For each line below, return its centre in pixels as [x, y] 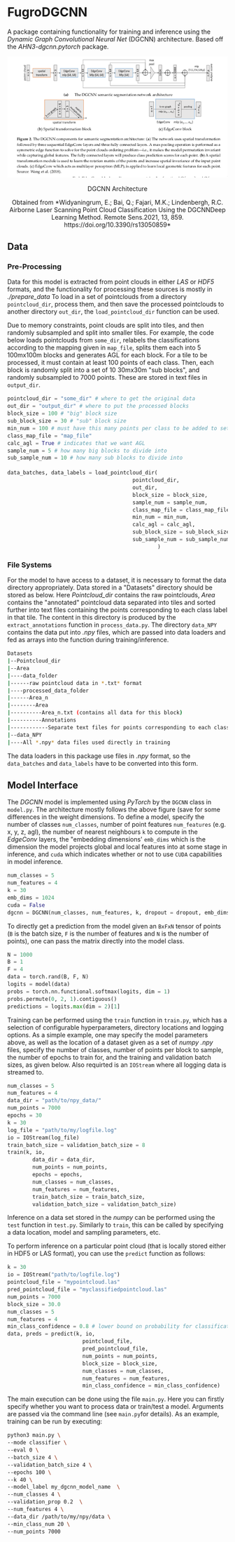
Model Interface [43, 785]
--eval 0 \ [23, 1450]
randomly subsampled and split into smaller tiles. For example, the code [111, 333]
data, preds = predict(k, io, [51, 1334]
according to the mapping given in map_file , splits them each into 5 [104, 347]
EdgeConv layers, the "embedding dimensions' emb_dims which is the [107, 839]
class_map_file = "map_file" [50, 436]
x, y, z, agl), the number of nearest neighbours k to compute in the [102, 832]
